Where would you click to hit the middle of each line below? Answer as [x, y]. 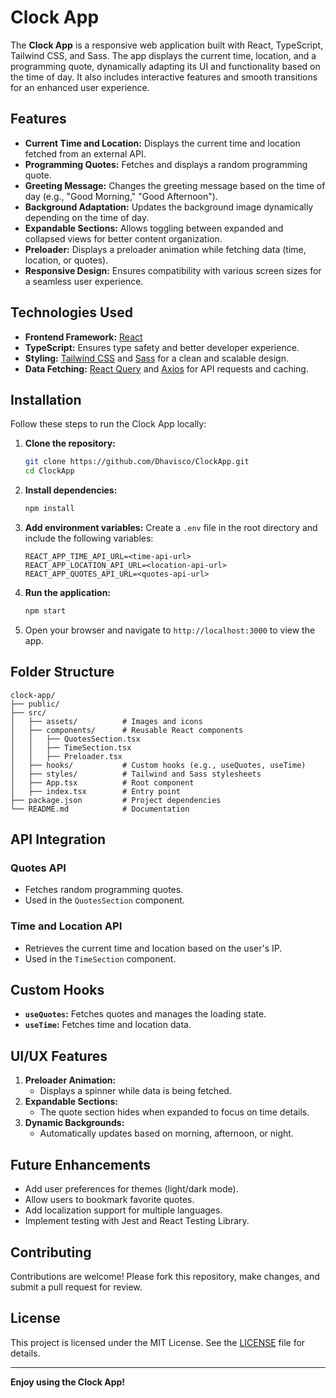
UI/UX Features [59, 1056]
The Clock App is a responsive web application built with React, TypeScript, [167, 45]
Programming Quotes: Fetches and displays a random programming [166, 164]
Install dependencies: [71, 490]
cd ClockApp [49, 471]
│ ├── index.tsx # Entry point [96, 791]
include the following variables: [89, 538]
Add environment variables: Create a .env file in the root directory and [171, 527]
